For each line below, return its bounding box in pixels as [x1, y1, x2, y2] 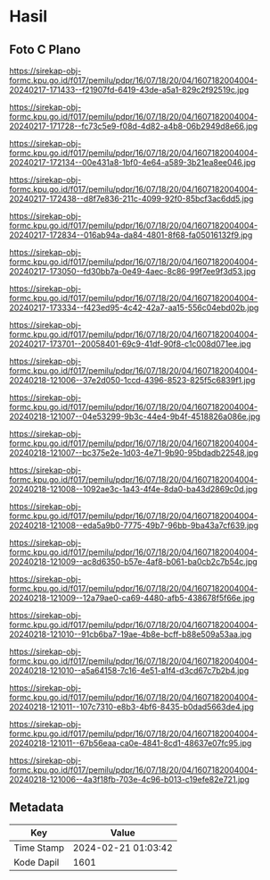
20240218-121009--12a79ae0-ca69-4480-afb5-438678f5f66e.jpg [9, 592, 256, 603]
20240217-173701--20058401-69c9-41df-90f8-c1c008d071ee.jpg [9, 339, 251, 349]
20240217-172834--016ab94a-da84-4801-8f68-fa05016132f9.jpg [9, 230, 253, 240]
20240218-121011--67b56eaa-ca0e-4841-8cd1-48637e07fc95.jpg [9, 738, 252, 748]
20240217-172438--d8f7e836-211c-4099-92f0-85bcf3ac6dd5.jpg [9, 194, 254, 204]
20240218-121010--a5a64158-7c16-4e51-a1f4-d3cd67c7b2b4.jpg [9, 666, 250, 675]
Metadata [9, 800, 64, 815]
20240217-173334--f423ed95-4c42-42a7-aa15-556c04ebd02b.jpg [9, 302, 259, 313]
